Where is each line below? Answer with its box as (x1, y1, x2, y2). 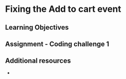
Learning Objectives (5, 23, 69, 32)
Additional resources (5, 57, 71, 65)
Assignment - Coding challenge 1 (5, 39, 110, 48)
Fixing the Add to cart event (5, 3, 122, 15)
